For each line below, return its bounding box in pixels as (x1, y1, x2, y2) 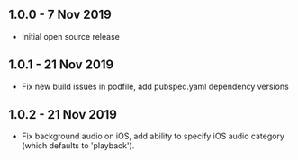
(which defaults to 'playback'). (21, 140, 135, 151)
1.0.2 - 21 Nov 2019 (8, 107, 118, 122)
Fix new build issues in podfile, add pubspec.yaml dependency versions (21, 81, 289, 92)
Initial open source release (21, 31, 121, 41)
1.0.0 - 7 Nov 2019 (8, 7, 112, 22)
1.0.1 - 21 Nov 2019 (8, 58, 114, 73)
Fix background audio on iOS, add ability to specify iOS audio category (21, 130, 285, 142)
